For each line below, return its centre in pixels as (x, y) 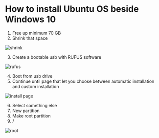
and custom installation (35, 86)
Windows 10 (31, 19)
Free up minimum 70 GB (36, 33)
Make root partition (31, 115)
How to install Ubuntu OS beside (72, 9)
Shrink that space (30, 38)
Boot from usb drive (32, 76)
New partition (26, 111)
